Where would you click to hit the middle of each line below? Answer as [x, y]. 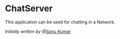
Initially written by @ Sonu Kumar [38, 31]
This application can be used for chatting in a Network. [60, 22]
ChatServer [29, 9]
